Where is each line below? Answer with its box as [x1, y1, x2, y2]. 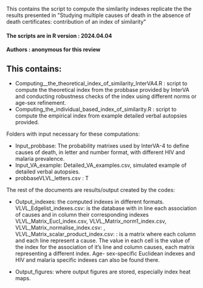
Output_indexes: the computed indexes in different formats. [15, 198, 164, 205]
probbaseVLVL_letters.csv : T [15, 175, 89, 181]
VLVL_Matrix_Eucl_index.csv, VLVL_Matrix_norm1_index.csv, [15, 217, 167, 225]
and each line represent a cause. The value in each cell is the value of [15, 237, 190, 244]
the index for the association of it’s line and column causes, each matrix [15, 244, 195, 250]
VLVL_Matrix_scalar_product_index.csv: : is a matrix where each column [15, 231, 196, 237]
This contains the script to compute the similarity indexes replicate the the [6, 5, 192, 12]
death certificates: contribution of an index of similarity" [6, 18, 146, 25]
